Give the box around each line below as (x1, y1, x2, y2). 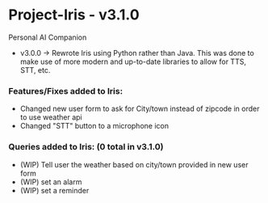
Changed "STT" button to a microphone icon (19, 121, 170, 131)
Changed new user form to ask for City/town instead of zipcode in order (19, 104, 260, 114)
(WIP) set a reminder (19, 185, 90, 195)
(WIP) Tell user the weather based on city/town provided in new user (19, 159, 249, 169)
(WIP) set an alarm (19, 176, 82, 187)
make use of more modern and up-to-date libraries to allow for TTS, (19, 57, 246, 66)
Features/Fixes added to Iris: (8, 85, 124, 96)
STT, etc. (19, 65, 51, 74)
